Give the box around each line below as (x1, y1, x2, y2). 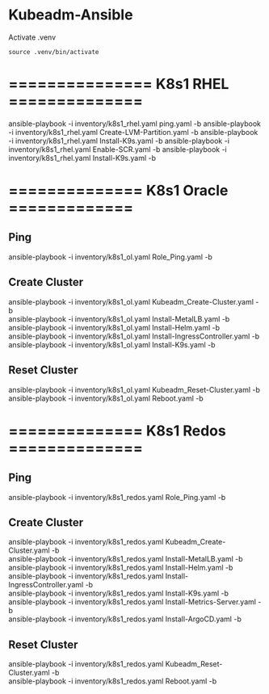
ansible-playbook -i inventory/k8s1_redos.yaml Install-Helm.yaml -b (8, 563, 233, 573)
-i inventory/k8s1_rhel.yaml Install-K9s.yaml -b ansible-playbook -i (8, 136, 230, 145)
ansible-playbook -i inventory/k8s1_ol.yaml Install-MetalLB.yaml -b (8, 313, 230, 324)
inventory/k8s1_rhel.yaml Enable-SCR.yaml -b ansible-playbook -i (8, 144, 228, 154)
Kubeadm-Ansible (8, 6, 133, 24)
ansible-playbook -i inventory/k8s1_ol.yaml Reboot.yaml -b (8, 393, 204, 403)
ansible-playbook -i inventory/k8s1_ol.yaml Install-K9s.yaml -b (8, 339, 216, 349)
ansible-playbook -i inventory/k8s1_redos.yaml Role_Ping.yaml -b (8, 492, 226, 502)
